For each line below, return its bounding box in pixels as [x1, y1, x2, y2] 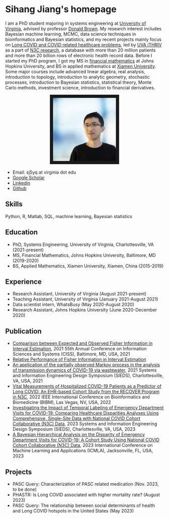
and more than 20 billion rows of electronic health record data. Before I [5, 52, 152, 59]
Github [12, 185, 27, 191]
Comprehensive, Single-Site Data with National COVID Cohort [12, 416, 141, 422]
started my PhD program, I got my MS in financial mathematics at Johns [5, 58, 154, 64]
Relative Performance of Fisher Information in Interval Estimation [12, 356, 147, 362]
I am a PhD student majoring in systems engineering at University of [5, 20, 146, 26]
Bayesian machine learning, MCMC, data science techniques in [5, 31, 136, 37]
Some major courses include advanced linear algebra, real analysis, [5, 68, 145, 74]
